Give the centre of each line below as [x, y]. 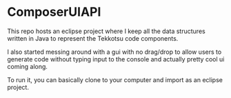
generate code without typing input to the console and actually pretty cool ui [116, 59]
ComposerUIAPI [54, 12]
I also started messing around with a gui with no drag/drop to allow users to [114, 52]
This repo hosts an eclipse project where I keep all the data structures [106, 31]
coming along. [28, 66]
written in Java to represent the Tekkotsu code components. [93, 38]
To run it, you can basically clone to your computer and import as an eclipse [115, 79]
